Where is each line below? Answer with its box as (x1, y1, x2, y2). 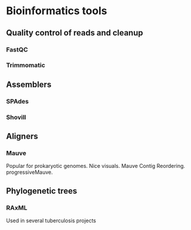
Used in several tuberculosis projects (6, 217, 96, 224)
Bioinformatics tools (6, 4, 107, 18)
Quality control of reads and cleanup (6, 28, 143, 38)
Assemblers (6, 79, 52, 89)
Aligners (6, 131, 38, 141)
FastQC (6, 46, 28, 54)
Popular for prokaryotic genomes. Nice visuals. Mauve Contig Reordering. (6, 163, 186, 170)
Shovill (6, 113, 27, 121)
